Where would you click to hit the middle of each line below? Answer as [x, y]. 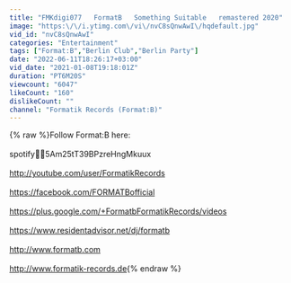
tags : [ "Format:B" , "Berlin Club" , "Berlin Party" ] [104, 51]
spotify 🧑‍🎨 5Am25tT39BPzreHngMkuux [80, 155]
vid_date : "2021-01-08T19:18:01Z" [74, 68]
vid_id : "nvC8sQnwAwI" [52, 34]
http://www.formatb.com [55, 250]
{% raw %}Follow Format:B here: [70, 135]
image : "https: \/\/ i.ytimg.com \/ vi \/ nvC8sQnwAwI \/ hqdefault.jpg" [134, 26]
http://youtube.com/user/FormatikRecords [88, 173]
